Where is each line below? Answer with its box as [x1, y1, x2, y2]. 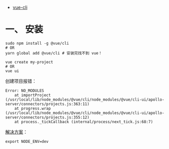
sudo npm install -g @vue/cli [5, 41, 70, 46]
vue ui [5, 68, 19, 73]
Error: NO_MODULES [5, 88, 44, 93]
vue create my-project [5, 59, 53, 65]
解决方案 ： [5, 129, 28, 135]
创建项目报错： [5, 78, 37, 84]
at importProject [14, 93, 51, 98]
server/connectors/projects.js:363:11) [5, 101, 90, 106]
